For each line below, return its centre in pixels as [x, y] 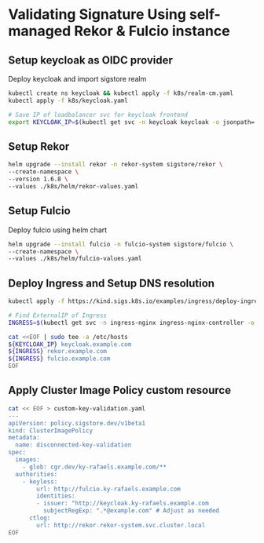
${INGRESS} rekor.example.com [58, 352]
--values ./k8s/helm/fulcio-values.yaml [75, 259]
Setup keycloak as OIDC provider [90, 60]
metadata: [24, 438]
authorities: [37, 474]
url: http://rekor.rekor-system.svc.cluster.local [121, 525]
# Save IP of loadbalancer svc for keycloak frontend [98, 115]
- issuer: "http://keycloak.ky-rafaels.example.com [123, 504]
